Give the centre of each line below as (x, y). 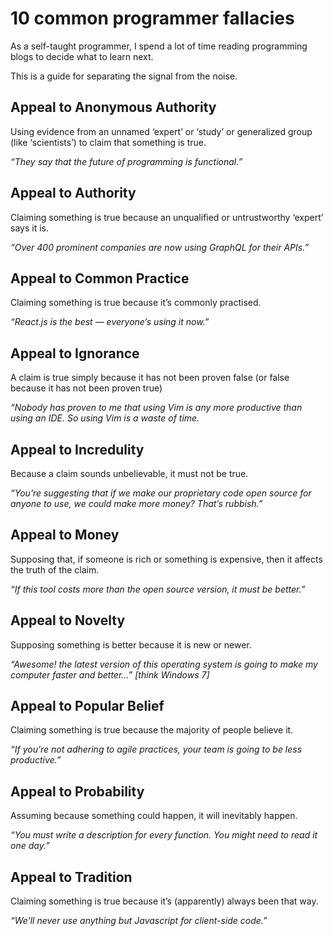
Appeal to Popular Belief (87, 706)
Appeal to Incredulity (77, 449)
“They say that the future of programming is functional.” (126, 161)
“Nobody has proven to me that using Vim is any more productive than (156, 408)
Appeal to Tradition (71, 877)
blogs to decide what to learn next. (82, 56)
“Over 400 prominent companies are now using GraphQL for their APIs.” (160, 247)
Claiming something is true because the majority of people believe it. (152, 730)
